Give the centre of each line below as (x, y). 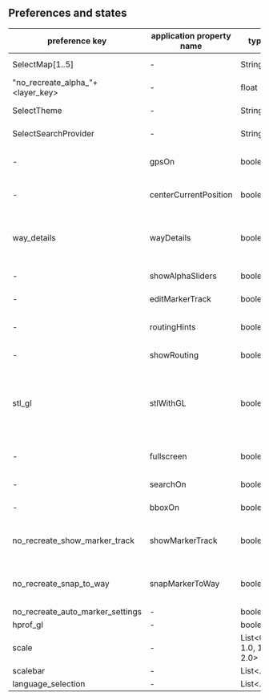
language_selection (49, 683)
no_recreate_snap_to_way (61, 583)
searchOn (168, 484)
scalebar (29, 670)
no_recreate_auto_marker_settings (77, 611)
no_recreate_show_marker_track (73, 540)
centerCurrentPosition (191, 194)
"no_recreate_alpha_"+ (55, 82)
